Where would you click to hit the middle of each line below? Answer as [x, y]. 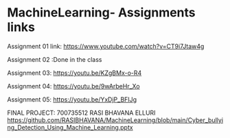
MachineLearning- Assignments [101, 13]
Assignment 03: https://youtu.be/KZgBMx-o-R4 [74, 73]
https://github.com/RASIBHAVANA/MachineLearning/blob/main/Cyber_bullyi [115, 120]
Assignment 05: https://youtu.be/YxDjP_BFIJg [72, 99]
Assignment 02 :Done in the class [55, 59]
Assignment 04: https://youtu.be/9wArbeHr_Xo [73, 86]
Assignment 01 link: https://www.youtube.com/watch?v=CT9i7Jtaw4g [106, 46]
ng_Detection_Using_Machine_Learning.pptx [70, 127]
